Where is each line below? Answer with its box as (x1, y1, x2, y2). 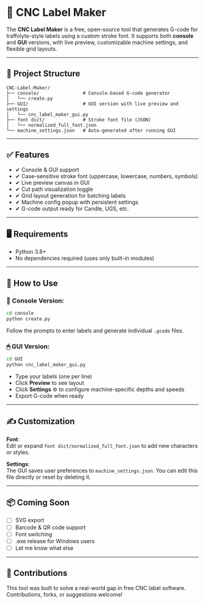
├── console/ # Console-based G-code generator (6, 90, 171, 96)
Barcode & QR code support (15, 523, 86, 531)
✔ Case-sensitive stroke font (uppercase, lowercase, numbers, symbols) (15, 172, 198, 179)
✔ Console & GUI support (15, 166, 79, 173)
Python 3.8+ (15, 248, 47, 256)
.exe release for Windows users (15, 537, 95, 545)
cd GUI (6, 356, 23, 362)
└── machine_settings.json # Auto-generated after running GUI (6, 128, 176, 134)
